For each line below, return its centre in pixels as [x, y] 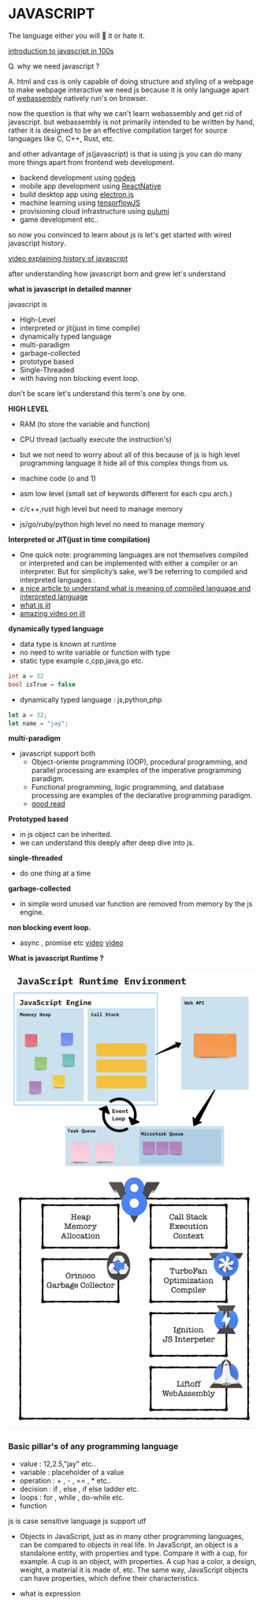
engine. [32, 913]
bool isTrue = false [42, 684]
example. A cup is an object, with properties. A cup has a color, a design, [138, 1561]
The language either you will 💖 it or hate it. [77, 35]
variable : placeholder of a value [72, 1472]
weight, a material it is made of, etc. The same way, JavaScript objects [134, 1570]
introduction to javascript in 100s [61, 50]
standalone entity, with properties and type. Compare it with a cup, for [134, 1553]
